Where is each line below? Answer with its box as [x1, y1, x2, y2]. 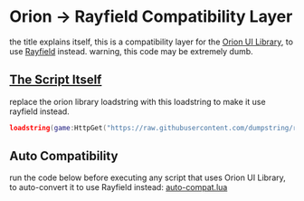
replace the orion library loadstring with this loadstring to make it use [9, 96, 266, 107]
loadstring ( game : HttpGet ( [9, 123, 107, 132]
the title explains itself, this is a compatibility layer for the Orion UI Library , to [9, 36, 294, 47]
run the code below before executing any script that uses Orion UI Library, [9, 172, 287, 183]
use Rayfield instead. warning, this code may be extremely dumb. [9, 45, 253, 56]
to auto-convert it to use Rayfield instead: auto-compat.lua [9, 182, 228, 193]
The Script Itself [9, 72, 102, 88]
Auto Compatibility [9, 148, 119, 164]
